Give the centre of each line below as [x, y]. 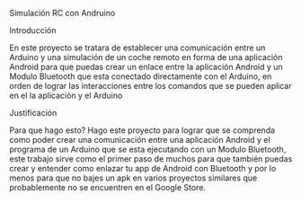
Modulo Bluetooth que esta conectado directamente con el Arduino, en [141, 76]
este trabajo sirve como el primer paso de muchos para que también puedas [151, 159]
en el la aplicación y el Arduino [66, 95]
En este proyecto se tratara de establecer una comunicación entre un [137, 48]
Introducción [33, 30]
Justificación [33, 113]
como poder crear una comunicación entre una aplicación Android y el [140, 140]
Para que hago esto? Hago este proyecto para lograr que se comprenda [142, 130]
